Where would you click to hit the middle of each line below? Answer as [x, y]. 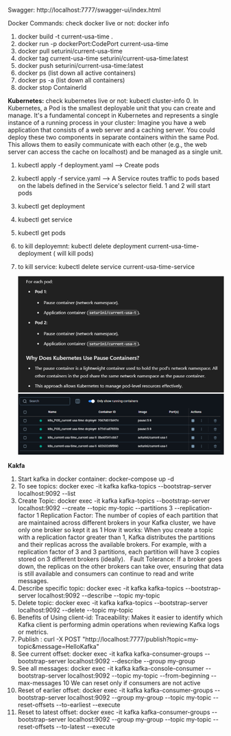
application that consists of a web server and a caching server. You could [111, 130]
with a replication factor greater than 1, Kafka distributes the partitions [116, 537]
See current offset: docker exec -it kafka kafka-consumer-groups [110, 654]
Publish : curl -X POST [49, 639]
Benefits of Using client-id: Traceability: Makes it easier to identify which [120, 617]
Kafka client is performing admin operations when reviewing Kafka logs [119, 625]
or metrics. [33, 632]
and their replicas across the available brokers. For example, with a [112, 545]
